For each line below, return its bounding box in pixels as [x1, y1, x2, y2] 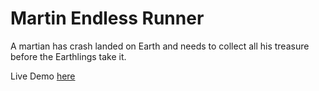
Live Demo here [10, 70, 76, 82]
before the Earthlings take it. [10, 50, 127, 62]
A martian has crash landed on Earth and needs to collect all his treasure [10, 40, 310, 52]
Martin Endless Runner [10, 7, 205, 30]
